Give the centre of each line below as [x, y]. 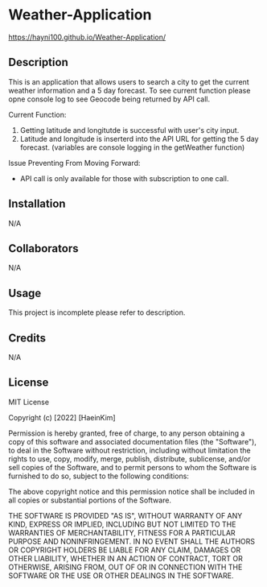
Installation [37, 204]
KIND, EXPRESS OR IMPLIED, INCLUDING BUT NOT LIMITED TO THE [122, 524]
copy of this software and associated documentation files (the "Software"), [133, 441]
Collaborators [43, 248]
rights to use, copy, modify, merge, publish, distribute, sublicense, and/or [129, 459]
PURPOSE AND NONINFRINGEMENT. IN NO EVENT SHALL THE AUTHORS [132, 541]
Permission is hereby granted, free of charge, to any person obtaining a [127, 433]
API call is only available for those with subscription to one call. [124, 178]
